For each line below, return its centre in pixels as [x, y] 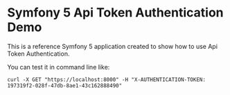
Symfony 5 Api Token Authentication [115, 13]
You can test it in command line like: [59, 67]
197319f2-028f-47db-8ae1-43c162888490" [65, 85]
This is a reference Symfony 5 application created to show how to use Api [113, 46]
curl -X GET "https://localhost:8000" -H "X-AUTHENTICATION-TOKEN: [107, 80]
